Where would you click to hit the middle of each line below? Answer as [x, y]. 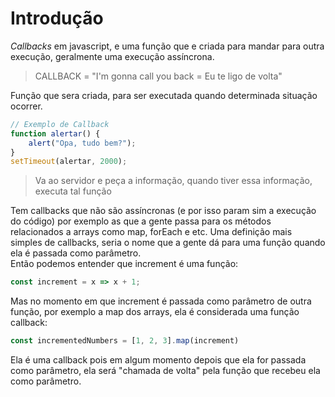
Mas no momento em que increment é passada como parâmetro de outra [161, 301]
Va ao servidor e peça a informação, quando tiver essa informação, [173, 181]
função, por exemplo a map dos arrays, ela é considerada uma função [155, 312]
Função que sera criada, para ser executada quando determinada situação [164, 95]
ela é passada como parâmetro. [76, 253]
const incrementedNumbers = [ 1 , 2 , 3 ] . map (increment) [125, 341]
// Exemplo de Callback [60, 124]
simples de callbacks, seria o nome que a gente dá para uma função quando [168, 243]
